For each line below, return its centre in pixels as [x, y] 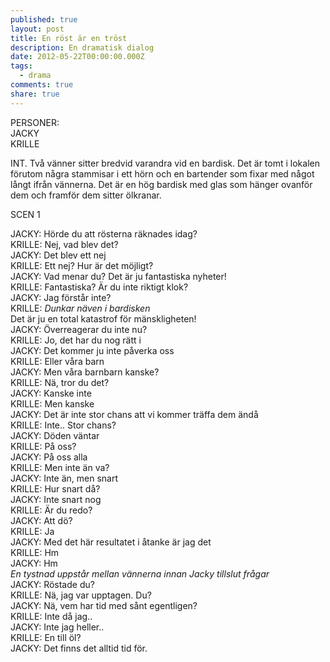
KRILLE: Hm [35, 552]
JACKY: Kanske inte [51, 393]
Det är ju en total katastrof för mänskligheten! [103, 318]
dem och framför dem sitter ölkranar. [86, 195]
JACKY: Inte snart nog [56, 499]
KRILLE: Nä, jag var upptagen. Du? [81, 595]
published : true [44, 19]
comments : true [42, 85]
